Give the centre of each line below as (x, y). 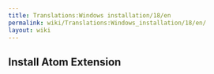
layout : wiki (30, 30)
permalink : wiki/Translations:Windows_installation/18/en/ (107, 23)
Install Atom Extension (65, 62)
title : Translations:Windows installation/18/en (90, 15)
